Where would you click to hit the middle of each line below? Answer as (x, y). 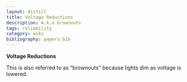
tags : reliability (29, 28)
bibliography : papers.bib (38, 39)
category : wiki (25, 34)
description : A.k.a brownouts (44, 23)
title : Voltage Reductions (40, 17)
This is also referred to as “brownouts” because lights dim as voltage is (94, 68)
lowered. (17, 74)
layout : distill (26, 12)
